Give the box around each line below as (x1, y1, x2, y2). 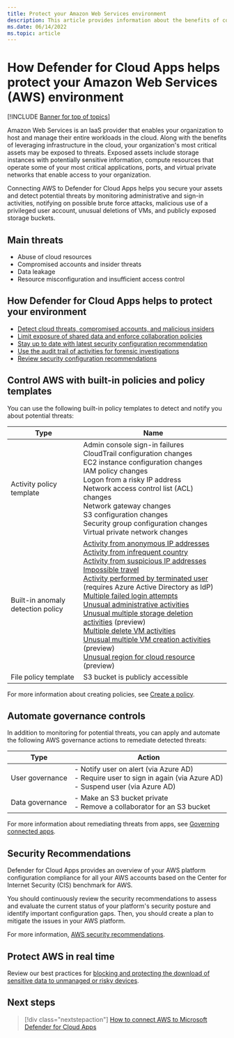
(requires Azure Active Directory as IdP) (83, 582, 214, 592)
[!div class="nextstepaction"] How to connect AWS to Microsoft (24, 1015, 208, 1023)
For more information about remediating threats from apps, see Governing (7, 820, 219, 828)
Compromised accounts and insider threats (17, 260, 141, 268)
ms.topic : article (7, 29, 61, 37)
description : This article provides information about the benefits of (7, 17, 219, 24)
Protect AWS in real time (7, 951, 115, 963)
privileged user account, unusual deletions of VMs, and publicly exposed (7, 207, 217, 215)
